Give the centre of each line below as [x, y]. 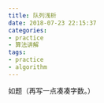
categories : [28, 30]
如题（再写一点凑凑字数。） [51, 90]
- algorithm [28, 67]
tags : [17, 52]
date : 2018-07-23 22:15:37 [52, 23]
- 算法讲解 [24, 45]
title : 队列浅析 [32, 15]
